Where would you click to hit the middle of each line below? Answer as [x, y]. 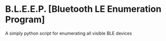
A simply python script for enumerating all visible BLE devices [69, 33]
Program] [25, 20]
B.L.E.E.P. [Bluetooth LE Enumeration [83, 9]
